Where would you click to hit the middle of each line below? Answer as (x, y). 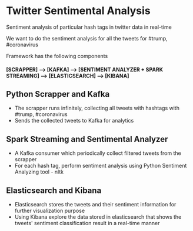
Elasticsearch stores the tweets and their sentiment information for (95, 204)
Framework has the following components (57, 56)
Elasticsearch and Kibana (54, 190)
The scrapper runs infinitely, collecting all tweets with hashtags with (97, 108)
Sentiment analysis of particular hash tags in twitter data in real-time (89, 27)
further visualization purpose (50, 210)
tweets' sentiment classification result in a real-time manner (87, 223)
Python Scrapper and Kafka (58, 94)
